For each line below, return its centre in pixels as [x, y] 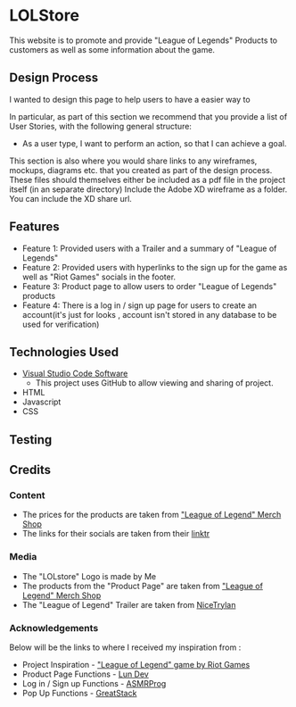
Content [28, 495]
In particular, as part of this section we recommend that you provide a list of [148, 116]
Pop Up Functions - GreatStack [79, 694]
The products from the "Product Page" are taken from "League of [142, 586]
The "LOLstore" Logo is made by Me [89, 576]
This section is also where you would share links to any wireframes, [133, 161]
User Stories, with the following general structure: [100, 126]
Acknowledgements [54, 628]
